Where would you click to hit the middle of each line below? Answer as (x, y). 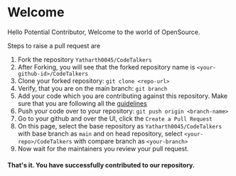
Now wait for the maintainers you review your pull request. (103, 148)
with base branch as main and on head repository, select (100, 133)
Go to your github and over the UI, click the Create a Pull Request (115, 119)
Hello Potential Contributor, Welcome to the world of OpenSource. (104, 32)
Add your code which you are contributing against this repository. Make (123, 96)
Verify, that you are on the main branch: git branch (92, 88)
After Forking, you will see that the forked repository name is (106, 67)
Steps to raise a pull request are (54, 45)
